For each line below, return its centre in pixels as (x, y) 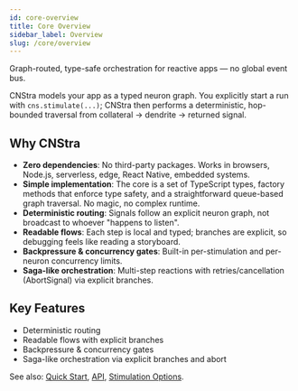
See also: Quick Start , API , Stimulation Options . (97, 377)
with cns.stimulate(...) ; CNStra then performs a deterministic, (128, 106)
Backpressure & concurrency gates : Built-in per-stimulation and (143, 251)
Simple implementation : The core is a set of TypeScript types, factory (154, 184)
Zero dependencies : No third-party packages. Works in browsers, (146, 165)
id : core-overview (44, 18)
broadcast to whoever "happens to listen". (101, 223)
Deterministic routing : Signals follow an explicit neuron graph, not (146, 213)
